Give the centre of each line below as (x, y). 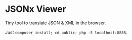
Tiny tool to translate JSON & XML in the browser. (56, 23)
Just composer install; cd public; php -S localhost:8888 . (66, 32)
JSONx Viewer (36, 9)
